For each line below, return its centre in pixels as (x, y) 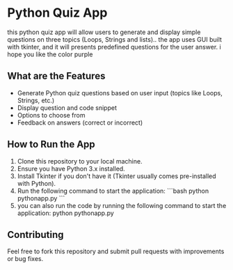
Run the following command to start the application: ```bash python (113, 191)
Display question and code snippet (67, 108)
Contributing (35, 235)
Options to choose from (51, 115)
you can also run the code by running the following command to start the (122, 205)
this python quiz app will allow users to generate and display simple (104, 32)
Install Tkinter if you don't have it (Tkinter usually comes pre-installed (117, 176)
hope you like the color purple (50, 54)
